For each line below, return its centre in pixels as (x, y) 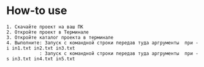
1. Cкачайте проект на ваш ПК (45, 27)
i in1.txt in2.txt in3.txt (41, 48)
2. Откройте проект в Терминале (47, 32)
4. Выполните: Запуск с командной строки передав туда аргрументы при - (103, 43)
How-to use (37, 11)
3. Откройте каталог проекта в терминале (60, 37)
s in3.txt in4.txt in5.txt (41, 58)
